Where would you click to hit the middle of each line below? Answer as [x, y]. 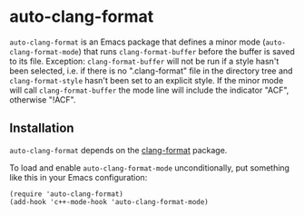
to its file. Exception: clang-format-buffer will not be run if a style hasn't [144, 61]
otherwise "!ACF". [43, 99]
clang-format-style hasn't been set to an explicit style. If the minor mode [147, 80]
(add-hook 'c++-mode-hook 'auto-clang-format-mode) [109, 201]
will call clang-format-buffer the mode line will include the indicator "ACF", [149, 90]
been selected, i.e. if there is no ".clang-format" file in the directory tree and [151, 71]
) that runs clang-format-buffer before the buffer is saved [186, 51]
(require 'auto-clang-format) [67, 194]
